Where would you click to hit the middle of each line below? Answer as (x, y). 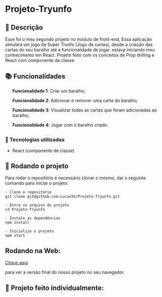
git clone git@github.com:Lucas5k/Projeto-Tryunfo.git (63, 197)
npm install (17, 223)
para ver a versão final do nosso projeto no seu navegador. (65, 272)
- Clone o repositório (28, 192)
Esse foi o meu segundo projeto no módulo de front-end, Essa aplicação (79, 39)
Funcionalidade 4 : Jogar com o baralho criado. (60, 125)
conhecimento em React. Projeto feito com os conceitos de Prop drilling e (80, 55)
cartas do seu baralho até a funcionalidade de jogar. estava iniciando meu (80, 50)
